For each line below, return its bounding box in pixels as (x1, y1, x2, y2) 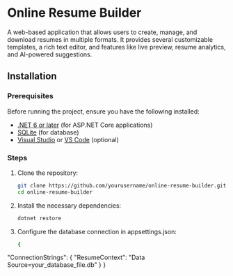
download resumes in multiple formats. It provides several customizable (7, 35, 214, 43)
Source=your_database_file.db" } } (7, 261, 106, 269)
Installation (7, 70, 57, 82)
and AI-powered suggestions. (7, 50, 93, 59)
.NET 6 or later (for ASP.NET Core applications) (17, 121, 153, 129)
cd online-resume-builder (17, 188, 93, 196)
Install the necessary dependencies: (17, 201, 122, 210)
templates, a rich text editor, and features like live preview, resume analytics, (7, 43, 226, 51)
